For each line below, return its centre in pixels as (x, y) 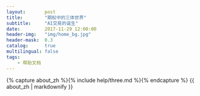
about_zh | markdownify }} (40, 86)
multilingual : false (33, 52)
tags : (13, 57)
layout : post (31, 12)
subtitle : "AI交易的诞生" (42, 23)
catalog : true (31, 46)
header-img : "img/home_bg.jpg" (49, 35)
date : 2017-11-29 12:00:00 (52, 29)
